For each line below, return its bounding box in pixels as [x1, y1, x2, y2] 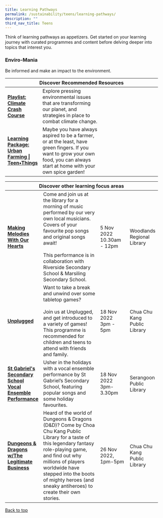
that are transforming [42, 99, 91, 106]
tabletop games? [43, 296, 81, 303]
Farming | [7, 153, 31, 160]
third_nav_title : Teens [5, 20, 53, 26]
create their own [43, 488, 81, 495]
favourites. [43, 402, 68, 408]
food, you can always [42, 156, 91, 163]
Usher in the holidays [43, 359, 92, 365]
